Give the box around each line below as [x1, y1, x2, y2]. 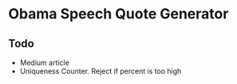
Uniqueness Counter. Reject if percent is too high [19, 66, 182, 76]
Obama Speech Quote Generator [8, 5, 229, 23]
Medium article [19, 58, 69, 67]
